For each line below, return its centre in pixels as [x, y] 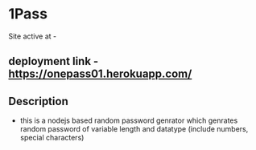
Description [38, 101]
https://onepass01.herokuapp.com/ [100, 74]
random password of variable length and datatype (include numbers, [134, 129]
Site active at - [33, 36]
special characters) [52, 138]
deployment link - [54, 61]
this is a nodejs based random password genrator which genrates [129, 120]
